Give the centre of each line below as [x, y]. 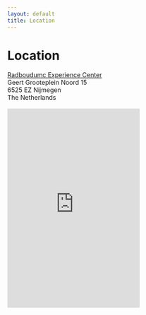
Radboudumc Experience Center [55, 75]
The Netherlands [32, 98]
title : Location [31, 21]
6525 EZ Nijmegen [34, 90]
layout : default [31, 14]
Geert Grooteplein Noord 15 [47, 83]
